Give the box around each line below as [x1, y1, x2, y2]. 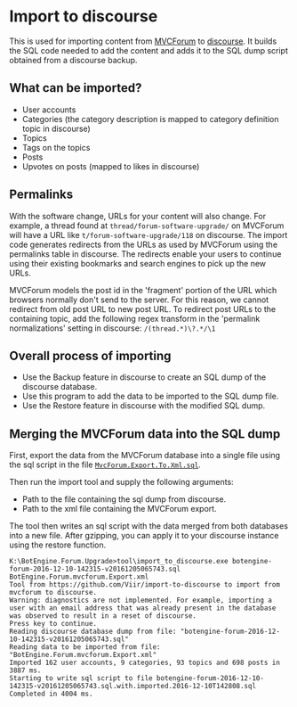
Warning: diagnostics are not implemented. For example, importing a [9, 596, 273, 605]
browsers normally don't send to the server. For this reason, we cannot [9, 294, 269, 305]
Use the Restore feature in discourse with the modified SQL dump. [21, 400, 266, 411]
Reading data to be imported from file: [9, 643, 162, 652]
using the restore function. [9, 539, 107, 550]
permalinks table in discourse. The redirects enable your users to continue [9, 248, 282, 259]
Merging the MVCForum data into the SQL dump [9, 426, 281, 441]
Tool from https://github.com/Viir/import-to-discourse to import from [9, 580, 280, 589]
